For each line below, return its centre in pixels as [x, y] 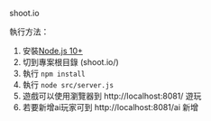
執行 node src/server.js [68, 84]
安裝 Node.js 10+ [53, 51]
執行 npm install [54, 73]
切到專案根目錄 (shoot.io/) [70, 62]
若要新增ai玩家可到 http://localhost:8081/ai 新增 [110, 107]
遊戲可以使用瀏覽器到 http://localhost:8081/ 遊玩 [112, 96]
